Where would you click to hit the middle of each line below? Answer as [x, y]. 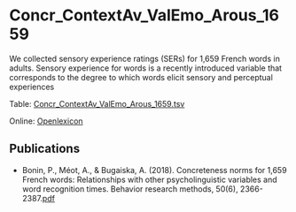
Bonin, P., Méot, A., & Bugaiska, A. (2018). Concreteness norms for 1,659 [154, 170]
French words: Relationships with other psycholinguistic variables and [149, 179]
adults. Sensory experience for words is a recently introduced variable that [145, 68]
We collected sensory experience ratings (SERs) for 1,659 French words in [145, 58]
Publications [45, 149]
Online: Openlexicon [46, 121]
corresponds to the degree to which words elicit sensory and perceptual [141, 77]
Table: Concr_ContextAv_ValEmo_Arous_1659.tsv [97, 103]
